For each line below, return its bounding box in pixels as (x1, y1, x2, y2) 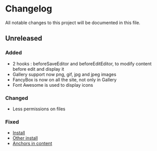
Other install (12, 135, 38, 141)
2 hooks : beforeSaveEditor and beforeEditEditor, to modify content (12, 61, 152, 67)
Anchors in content (12, 140, 52, 146)
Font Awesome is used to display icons (12, 82, 93, 88)
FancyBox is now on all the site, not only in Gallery (12, 76, 117, 83)
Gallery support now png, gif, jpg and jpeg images (12, 71, 117, 77)
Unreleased (5, 34, 43, 43)
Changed (5, 94, 29, 101)
